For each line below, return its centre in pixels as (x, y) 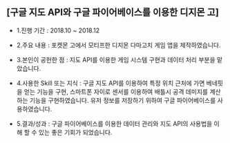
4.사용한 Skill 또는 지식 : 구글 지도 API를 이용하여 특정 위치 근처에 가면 (111, 83)
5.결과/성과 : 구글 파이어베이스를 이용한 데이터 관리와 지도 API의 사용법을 (114, 124)
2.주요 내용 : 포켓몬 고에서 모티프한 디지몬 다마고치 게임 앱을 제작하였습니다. (118, 45)
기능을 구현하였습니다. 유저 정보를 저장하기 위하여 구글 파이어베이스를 (123, 100)
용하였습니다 (33, 108)
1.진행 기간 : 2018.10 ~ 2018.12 (58, 30)
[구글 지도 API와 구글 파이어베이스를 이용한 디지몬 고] (113, 12)
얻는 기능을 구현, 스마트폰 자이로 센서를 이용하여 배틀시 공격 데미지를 (116, 91)
